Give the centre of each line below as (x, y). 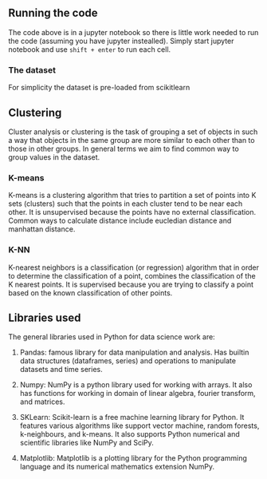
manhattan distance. (42, 229)
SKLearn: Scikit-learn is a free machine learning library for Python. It (132, 418)
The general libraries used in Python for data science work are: (112, 337)
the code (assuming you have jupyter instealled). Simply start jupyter (121, 41)
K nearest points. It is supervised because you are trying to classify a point (131, 284)
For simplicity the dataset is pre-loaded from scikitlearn (99, 88)
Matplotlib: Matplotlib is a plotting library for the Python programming (133, 458)
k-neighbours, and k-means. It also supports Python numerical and (130, 434)
